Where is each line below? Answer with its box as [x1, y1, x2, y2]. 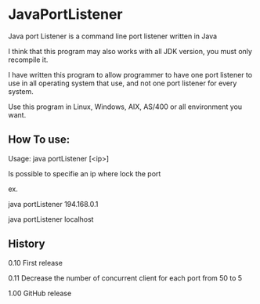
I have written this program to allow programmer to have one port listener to [8, 70, 253, 79]
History [8, 237, 45, 251]
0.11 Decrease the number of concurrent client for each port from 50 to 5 [8, 273, 243, 283]
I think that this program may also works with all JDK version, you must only [8, 46, 253, 56]
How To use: [8, 133, 70, 147]
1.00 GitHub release [8, 288, 72, 298]
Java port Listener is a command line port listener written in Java [8, 31, 218, 41]
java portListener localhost [8, 214, 94, 224]
